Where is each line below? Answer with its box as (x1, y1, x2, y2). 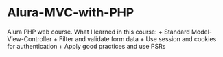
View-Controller (7, 34, 52, 43)
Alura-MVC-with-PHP (7, 5, 134, 21)
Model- (191, 27, 213, 36)
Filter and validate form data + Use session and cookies (59, 34, 217, 43)
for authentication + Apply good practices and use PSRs (7, 42, 166, 50)
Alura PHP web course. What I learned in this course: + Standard (7, 27, 190, 36)
